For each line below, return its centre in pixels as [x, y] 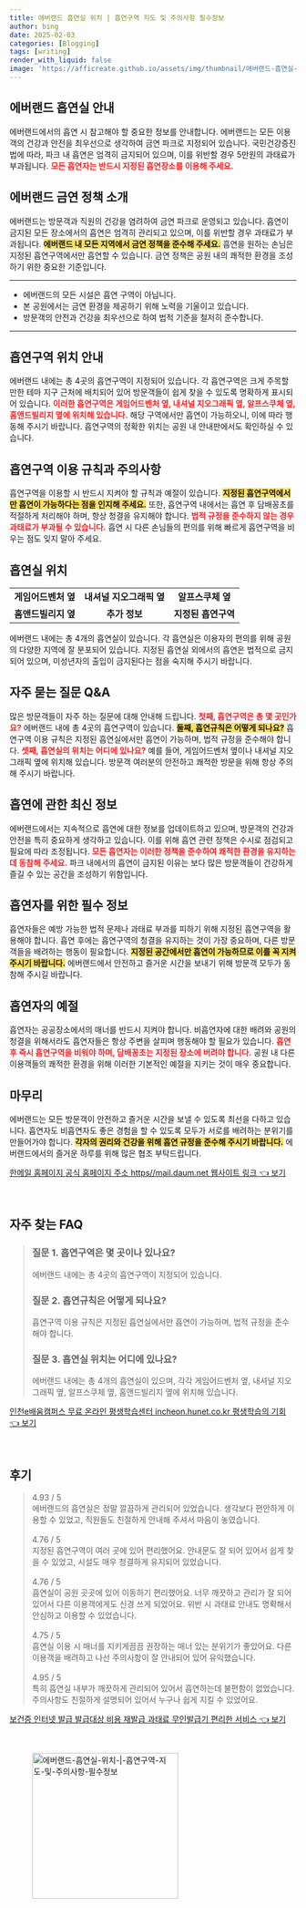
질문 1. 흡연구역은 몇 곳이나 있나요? [103, 1253]
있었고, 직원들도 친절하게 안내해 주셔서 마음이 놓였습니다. [160, 1520]
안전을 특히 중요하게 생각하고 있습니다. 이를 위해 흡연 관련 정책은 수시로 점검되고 [152, 840]
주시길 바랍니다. [54, 975]
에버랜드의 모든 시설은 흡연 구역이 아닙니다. [99, 294]
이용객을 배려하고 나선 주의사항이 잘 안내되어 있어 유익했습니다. [144, 1658]
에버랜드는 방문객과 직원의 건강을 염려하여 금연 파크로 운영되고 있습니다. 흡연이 [149, 221]
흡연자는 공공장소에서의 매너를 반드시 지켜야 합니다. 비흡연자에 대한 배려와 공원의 [153, 1030]
